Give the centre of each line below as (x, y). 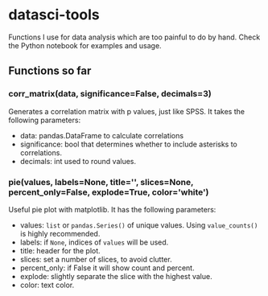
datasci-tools (54, 15)
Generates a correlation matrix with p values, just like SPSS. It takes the (127, 111)
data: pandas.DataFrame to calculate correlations (101, 135)
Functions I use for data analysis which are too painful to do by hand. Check (134, 37)
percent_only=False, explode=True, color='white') (109, 192)
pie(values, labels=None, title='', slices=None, (101, 182)
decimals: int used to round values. (78, 161)
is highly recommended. (60, 233)
